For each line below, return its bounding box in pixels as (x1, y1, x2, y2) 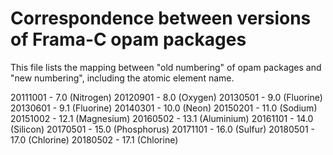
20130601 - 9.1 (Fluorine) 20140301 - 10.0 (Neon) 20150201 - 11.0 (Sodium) (10, 102, 318, 114)
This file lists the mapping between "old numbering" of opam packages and (10, 61, 322, 73)
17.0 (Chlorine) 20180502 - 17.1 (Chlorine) (10, 133, 179, 146)
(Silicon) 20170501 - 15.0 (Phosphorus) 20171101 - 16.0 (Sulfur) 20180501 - (10, 123, 315, 135)
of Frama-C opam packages (10, 28, 247, 51)
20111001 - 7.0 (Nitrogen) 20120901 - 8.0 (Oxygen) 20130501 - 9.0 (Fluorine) (10, 91, 323, 103)
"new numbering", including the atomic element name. (10, 72, 235, 84)
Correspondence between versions (10, 7, 312, 30)
